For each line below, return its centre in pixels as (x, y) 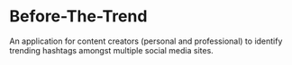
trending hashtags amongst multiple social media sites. (111, 50)
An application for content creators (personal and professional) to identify (146, 41)
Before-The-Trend (78, 16)
